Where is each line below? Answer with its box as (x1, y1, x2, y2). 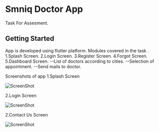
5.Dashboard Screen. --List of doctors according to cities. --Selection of (5, 58, 154, 64)
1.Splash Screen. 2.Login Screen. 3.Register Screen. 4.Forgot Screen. (5, 53, 148, 59)
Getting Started (5, 34, 54, 43)
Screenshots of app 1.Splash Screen (5, 73, 80, 79)
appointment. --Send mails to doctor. (5, 63, 81, 69)
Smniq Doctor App (5, 3, 83, 15)
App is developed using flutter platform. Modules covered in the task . (5, 47, 149, 53)
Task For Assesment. (5, 20, 48, 26)
